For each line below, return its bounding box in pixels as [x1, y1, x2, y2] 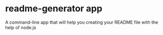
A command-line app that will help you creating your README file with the [5, 19, 158, 25]
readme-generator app [5, 3, 103, 14]
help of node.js [5, 24, 37, 30]
